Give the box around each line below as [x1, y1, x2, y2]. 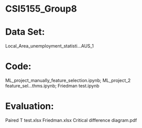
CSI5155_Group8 [5, 3, 77, 15]
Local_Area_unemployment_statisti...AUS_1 [5, 43, 94, 49]
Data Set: [5, 26, 45, 38]
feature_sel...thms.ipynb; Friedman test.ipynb [5, 83, 100, 89]
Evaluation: [5, 101, 54, 112]
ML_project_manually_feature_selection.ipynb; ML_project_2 [5, 77, 131, 83]
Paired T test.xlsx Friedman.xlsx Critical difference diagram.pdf [5, 117, 137, 123]
